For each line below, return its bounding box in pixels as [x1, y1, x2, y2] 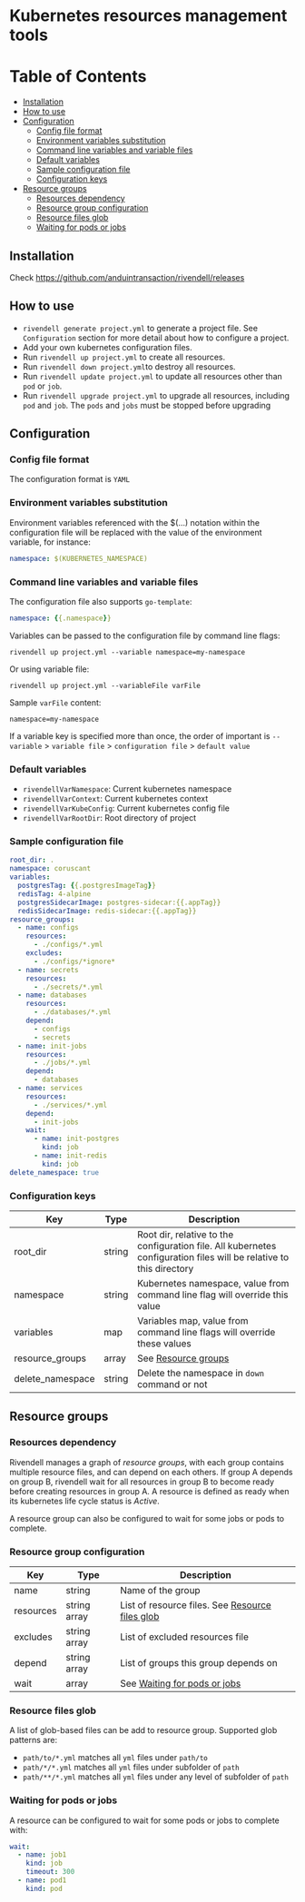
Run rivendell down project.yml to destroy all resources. [22, 360, 236, 372]
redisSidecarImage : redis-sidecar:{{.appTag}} [17, 906, 197, 915]
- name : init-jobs [17, 1041, 88, 1050]
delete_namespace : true [9, 1168, 100, 1177]
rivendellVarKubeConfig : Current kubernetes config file [22, 803, 230, 813]
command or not [137, 1377, 208, 1390]
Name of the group [119, 1583, 202, 1596]
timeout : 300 [25, 1868, 75, 1877]
